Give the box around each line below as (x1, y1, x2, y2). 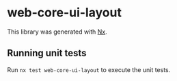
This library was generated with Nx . (7, 27, 107, 36)
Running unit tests (7, 47, 87, 59)
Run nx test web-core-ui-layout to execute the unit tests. (7, 65, 171, 73)
